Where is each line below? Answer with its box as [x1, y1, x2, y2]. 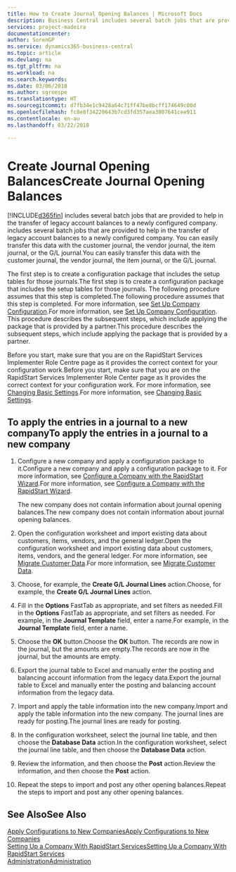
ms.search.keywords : [7, 75, 68, 83]
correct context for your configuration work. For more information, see [7, 381, 211, 390]
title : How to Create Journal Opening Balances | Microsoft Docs [7, 10, 202, 18]
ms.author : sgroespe [7, 89, 68, 96]
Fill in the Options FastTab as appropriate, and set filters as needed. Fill [17, 602, 223, 610]
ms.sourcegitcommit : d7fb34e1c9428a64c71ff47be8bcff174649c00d [7, 102, 197, 109]
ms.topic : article [7, 50, 61, 57]
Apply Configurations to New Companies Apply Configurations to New [7, 827, 209, 835]
